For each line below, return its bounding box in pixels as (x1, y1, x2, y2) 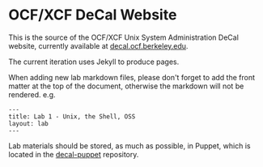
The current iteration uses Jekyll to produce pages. (8, 57, 180, 66)
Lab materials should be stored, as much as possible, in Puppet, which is (8, 140, 251, 151)
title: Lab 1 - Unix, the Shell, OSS (8, 112, 136, 121)
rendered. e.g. (8, 89, 56, 99)
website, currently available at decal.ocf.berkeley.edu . (8, 41, 189, 50)
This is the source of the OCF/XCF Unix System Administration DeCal (8, 32, 239, 42)
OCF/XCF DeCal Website (8, 6, 177, 24)
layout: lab (8, 119, 49, 127)
